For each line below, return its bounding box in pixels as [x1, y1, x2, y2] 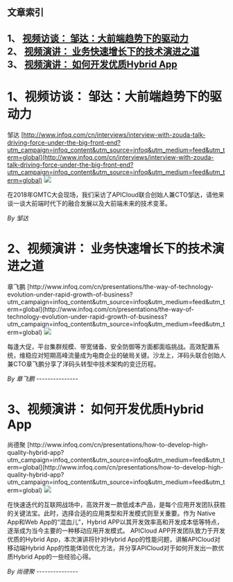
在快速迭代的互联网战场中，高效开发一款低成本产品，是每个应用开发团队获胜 [7, 500, 226, 508]
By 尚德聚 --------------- [7, 567, 78, 575]
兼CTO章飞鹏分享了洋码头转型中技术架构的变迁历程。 [7, 360, 160, 368]
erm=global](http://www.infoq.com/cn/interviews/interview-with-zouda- [7, 153, 214, 161]
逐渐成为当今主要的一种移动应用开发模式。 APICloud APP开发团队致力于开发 [7, 526, 225, 535]
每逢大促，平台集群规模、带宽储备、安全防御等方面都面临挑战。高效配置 [7, 342, 214, 351]
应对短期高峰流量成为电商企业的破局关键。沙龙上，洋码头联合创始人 [31, 351, 226, 359]
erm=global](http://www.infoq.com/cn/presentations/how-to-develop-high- [7, 463, 224, 471]
